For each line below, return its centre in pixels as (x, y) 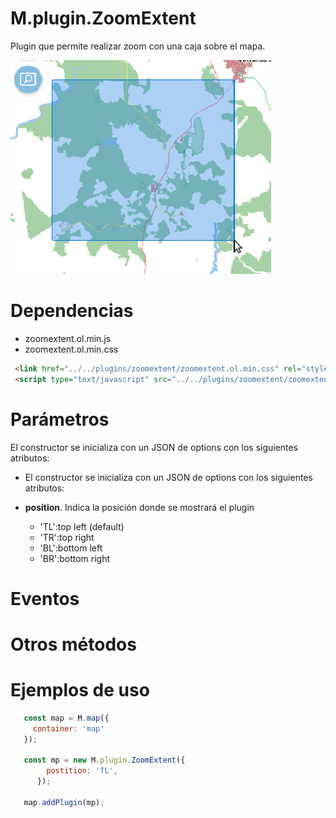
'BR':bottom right (75, 558)
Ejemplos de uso (80, 690)
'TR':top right (67, 537)
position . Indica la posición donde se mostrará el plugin (139, 507)
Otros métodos (73, 644)
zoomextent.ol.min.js (68, 338)
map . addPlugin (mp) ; (64, 802)
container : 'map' (68, 728)
